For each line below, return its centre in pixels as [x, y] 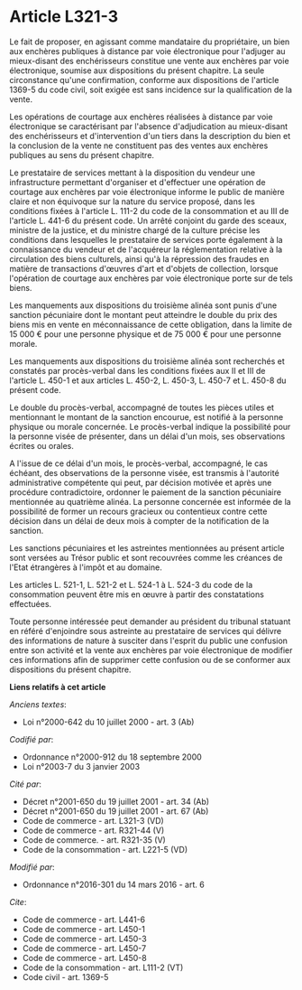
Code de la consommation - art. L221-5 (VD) [105, 849]
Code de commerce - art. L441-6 [84, 920]
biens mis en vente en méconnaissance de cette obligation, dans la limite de [151, 324]
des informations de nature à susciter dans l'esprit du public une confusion [149, 640]
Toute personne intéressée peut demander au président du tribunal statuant [150, 621]
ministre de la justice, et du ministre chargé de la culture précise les [135, 230]
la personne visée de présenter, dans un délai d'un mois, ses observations [147, 436]
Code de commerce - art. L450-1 [84, 929]
